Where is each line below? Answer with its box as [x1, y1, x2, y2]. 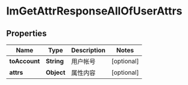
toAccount [9, 57, 40, 65]
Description [71, 46, 105, 54]
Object [45, 68, 66, 77]
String [45, 57, 64, 65]
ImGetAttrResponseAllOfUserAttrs [6, 4, 183, 18]
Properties [6, 28, 47, 39]
